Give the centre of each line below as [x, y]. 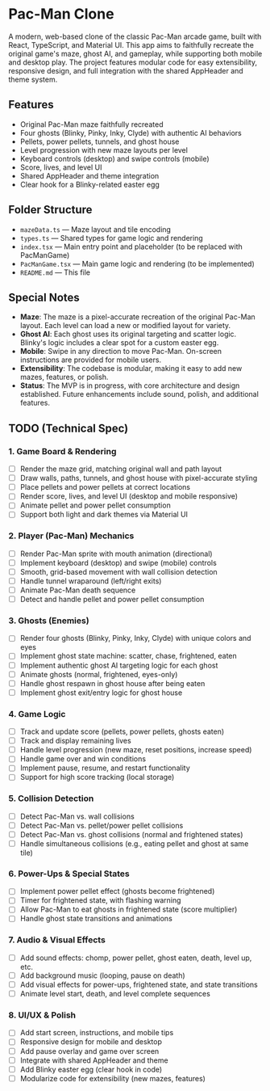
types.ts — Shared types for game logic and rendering [111, 238]
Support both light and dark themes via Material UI [104, 515]
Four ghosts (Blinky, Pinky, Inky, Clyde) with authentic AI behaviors [131, 133]
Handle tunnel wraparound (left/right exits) [91, 581]
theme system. [33, 79]
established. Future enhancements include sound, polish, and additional [139, 394]
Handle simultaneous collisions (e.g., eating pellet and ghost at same [134, 843]
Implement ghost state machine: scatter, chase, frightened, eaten [129, 656]
